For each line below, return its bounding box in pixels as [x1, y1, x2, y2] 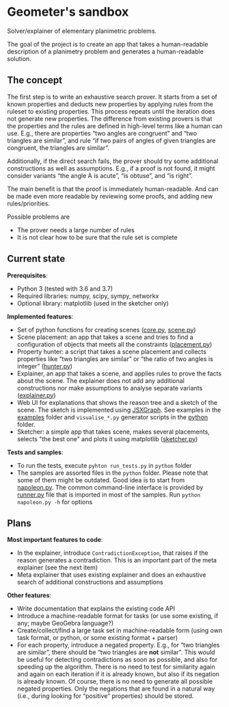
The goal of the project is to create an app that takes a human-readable [7, 40, 208, 48]
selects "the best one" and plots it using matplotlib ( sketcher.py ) [16, 434, 198, 443]
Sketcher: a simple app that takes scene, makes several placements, [16, 427, 210, 436]
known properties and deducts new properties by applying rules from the [7, 100, 213, 108]
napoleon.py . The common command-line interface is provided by [16, 483, 204, 491]
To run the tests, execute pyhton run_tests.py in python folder [16, 461, 192, 469]
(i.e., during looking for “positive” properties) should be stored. [16, 692, 194, 700]
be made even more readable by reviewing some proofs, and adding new [7, 192, 213, 200]
